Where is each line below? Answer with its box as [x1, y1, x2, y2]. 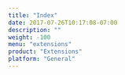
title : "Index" [8, 11, 58, 20]
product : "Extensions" [8, 48, 83, 55]
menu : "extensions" [8, 41, 72, 48]
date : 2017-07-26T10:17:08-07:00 [8, 19, 118, 27]
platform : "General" [8, 55, 76, 63]
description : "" [8, 26, 61, 34]
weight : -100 [8, 33, 51, 41]
